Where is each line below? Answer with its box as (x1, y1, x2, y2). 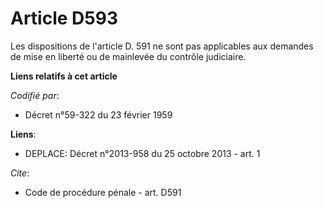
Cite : (10, 167, 30, 179)
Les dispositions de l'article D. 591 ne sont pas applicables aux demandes (10, 40, 314, 52)
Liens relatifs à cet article (10, 70, 118, 82)
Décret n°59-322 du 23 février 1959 (24, 108, 173, 121)
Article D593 (10, 7, 118, 30)
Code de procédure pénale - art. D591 (24, 186, 182, 198)
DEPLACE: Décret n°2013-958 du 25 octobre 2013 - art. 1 (24, 147, 261, 159)
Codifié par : (10, 89, 60, 101)
